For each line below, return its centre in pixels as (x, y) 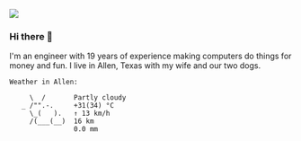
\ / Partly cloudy (78, 98)
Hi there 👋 (31, 36)
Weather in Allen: (44, 82)
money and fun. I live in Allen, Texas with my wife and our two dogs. (135, 66)
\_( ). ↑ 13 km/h (70, 114)
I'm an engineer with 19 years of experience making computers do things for (150, 56)
